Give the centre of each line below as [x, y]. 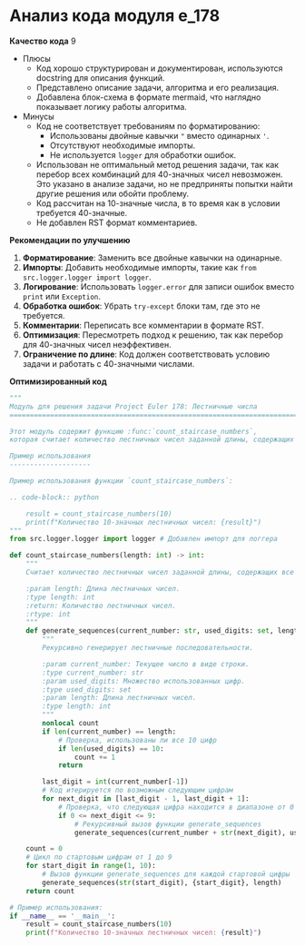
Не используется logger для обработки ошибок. [143, 154]
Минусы [38, 116]
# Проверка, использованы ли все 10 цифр [138, 740]
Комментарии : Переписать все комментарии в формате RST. [143, 325]
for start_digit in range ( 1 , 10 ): [91, 866]
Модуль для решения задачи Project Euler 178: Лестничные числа [133, 406]
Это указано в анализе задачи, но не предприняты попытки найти [164, 183]
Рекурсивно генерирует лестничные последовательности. [148, 648]
